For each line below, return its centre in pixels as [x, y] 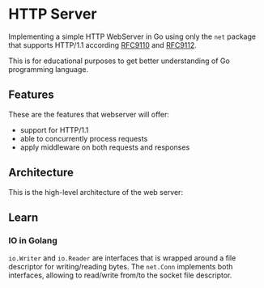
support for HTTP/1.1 [54, 129]
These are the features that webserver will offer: [89, 114]
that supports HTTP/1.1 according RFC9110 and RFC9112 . [102, 44]
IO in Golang [33, 240]
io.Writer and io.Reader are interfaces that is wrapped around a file [122, 258]
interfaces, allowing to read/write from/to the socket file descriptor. [120, 275]
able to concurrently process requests [84, 138]
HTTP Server [53, 14]
